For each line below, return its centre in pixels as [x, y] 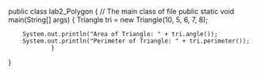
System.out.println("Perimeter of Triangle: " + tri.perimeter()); [136, 41]
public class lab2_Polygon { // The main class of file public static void [121, 11]
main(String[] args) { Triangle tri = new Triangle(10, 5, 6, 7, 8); [108, 20]
